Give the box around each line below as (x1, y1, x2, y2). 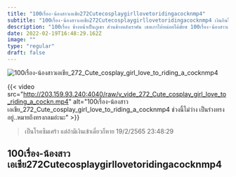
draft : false (7, 50, 46, 57)
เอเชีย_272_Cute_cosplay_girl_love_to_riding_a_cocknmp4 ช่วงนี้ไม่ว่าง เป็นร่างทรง (7, 105, 225, 113)
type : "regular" (7, 43, 55, 50)
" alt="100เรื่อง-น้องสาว (68, 97, 129, 106)
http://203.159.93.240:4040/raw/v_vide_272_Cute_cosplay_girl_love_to (23, 90, 227, 98)
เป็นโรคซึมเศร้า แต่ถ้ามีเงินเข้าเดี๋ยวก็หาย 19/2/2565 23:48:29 (24, 127, 174, 135)
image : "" (7, 36, 37, 43)
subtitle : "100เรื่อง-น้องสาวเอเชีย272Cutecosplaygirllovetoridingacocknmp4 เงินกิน (7, 17, 228, 24)
